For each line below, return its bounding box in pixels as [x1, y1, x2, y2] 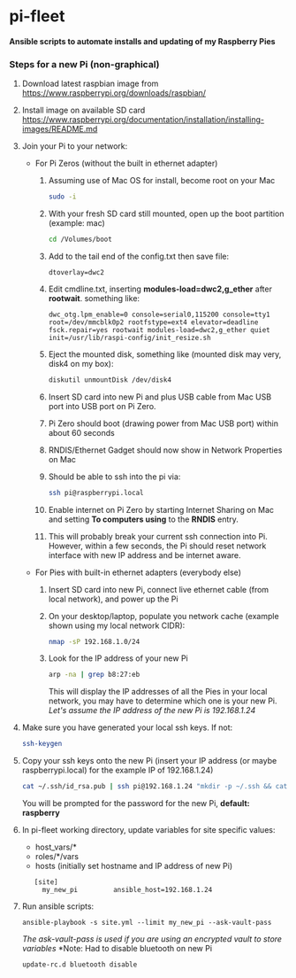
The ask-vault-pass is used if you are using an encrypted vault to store [21, 934, 283, 944]
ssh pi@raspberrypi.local [48, 488, 144, 497]
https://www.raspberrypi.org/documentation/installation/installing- [21, 114, 265, 125]
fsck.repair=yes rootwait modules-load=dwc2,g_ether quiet [48, 325, 271, 334]
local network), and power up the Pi [48, 594, 178, 604]
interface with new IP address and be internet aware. [48, 549, 241, 560]
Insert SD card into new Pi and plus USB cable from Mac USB [48, 392, 272, 402]
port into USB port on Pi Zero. [48, 400, 156, 411]
